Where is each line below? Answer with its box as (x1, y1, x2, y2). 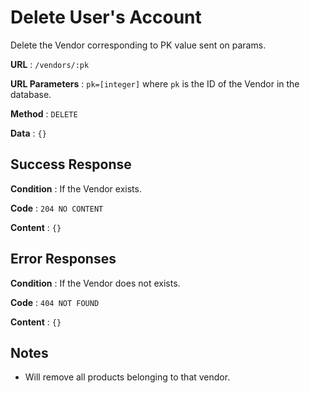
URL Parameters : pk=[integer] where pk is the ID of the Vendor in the (10, 77, 300, 90)
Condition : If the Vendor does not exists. (10, 277, 181, 289)
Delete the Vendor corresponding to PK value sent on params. (10, 39, 267, 51)
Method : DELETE (10, 107, 78, 120)
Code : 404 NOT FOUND (10, 296, 100, 308)
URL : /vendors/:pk (10, 58, 90, 70)
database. (10, 88, 52, 100)
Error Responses (10, 251, 117, 268)
